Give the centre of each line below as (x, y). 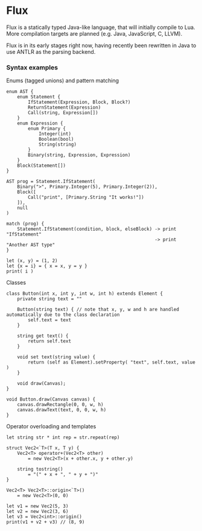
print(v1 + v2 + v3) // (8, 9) (46, 522)
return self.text (49, 341)
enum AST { (20, 92)
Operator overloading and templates (51, 426)
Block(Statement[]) (42, 166)
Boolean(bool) (56, 140)
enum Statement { (39, 97)
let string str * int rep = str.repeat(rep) (63, 438)
